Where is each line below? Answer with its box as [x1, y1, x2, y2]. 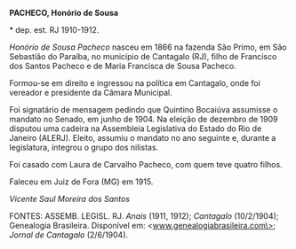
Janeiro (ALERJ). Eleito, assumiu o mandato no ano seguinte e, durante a [9, 133, 276, 143]
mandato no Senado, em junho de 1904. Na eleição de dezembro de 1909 [9, 114, 278, 124]
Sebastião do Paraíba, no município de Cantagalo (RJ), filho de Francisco [9, 51, 277, 61]
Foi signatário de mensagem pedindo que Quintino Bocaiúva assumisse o [9, 105, 278, 114]
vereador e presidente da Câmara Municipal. [9, 88, 172, 97]
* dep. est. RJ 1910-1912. [9, 25, 100, 35]
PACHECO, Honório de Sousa [9, 8, 118, 18]
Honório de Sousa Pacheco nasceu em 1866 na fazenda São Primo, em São [9, 42, 287, 52]
